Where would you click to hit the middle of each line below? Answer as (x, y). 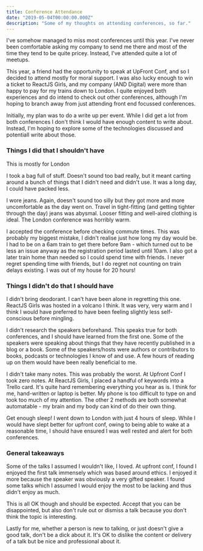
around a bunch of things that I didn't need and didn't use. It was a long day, (101, 182)
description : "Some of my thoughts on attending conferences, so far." (98, 23)
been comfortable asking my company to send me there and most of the (97, 47)
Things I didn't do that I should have (60, 286)
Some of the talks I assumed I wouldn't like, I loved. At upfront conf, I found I (101, 466)
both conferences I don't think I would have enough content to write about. (100, 122)
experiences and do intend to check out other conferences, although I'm (97, 97)
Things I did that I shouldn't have (55, 150)
